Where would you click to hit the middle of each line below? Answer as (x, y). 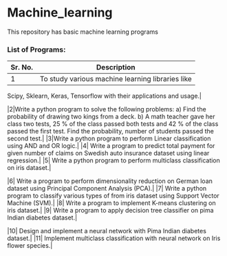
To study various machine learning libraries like (116, 79)
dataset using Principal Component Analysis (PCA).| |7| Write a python (107, 189)
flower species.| (30, 246)
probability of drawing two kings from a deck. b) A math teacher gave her (111, 117)
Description (116, 67)
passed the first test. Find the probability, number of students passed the (111, 131)
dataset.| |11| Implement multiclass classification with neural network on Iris (114, 238)
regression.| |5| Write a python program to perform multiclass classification (113, 160)
